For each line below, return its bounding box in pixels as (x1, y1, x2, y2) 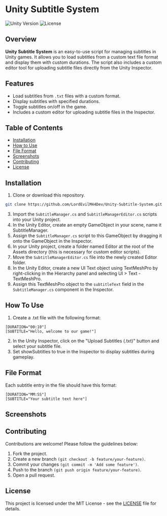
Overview (5, 35, 37, 44)
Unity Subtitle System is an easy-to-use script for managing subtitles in (5, 48, 156, 54)
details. (5, 505, 21, 511)
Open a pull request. (12, 472, 56, 478)
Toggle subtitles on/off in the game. (12, 103, 87, 109)
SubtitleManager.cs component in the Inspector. (12, 286, 114, 292)
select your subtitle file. (12, 343, 62, 349)
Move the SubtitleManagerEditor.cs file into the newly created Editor (12, 254, 157, 261)
